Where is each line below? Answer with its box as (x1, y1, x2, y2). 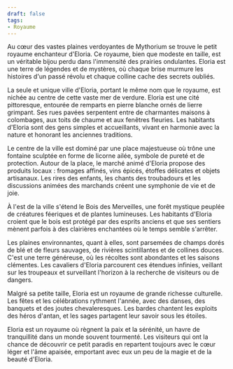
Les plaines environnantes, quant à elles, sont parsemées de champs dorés (7, 239, 225, 247)
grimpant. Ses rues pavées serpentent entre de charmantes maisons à (7, 108, 211, 116)
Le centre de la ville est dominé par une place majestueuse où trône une (7, 145, 216, 153)
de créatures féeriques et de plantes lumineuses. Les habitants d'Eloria (7, 210, 212, 218)
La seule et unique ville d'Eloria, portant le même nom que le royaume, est (7, 86, 221, 95)
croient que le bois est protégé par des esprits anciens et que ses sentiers (7, 217, 222, 226)
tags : (7, 17, 23, 24)
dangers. (7, 276, 34, 284)
